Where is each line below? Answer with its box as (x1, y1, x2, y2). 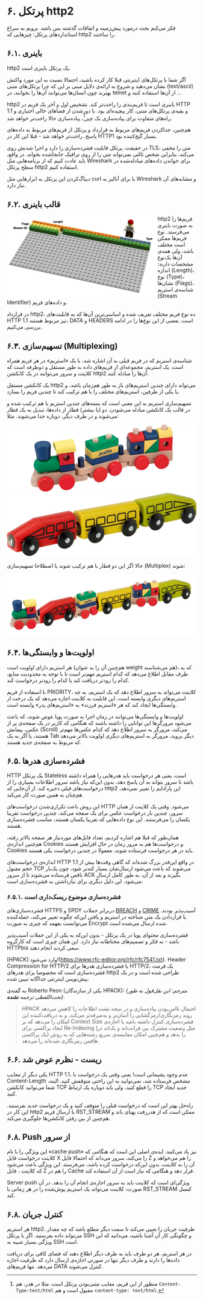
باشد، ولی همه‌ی (157, 247, 195, 255)
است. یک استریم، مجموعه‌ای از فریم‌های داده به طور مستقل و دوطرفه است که (7, 363, 184, 371)
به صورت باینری (157, 222, 193, 229)
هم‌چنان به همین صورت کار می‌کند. (7, 791, 84, 799)
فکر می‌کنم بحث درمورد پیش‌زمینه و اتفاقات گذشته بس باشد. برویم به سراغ (7, 24, 176, 31)
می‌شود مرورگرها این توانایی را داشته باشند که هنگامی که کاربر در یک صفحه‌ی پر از (7, 719, 192, 726)
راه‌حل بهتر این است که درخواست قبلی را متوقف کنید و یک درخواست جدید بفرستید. (7, 1102, 193, 1109)
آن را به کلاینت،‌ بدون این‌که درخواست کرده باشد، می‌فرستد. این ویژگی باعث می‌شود (7, 1161, 195, 1168)
